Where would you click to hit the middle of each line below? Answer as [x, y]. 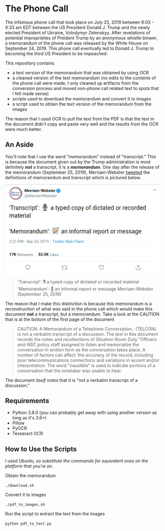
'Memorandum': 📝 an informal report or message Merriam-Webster [85, 289]
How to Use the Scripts [41, 449]
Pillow [18, 423]
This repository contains [30, 63]
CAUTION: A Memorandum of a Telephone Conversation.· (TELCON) [86, 329]
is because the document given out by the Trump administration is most [78, 162]
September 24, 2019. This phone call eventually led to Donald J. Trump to [80, 48]
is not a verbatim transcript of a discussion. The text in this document [88, 334]
